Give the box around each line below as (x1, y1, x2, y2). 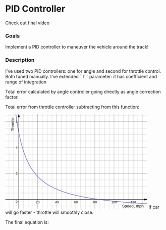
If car (148, 204, 160, 210)
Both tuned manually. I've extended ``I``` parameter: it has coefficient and (5, 73, 157, 79)
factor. (5, 94, 19, 100)
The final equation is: (5, 219, 49, 225)
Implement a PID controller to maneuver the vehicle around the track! (5, 44, 149, 50)
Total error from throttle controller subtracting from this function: (5, 104, 140, 110)
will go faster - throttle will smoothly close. (5, 209, 94, 215)
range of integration (5, 79, 47, 85)
